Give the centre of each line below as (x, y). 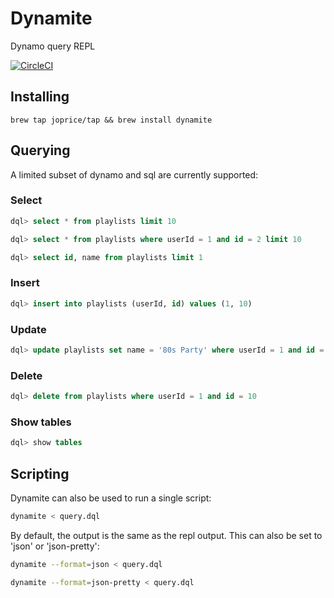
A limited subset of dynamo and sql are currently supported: (134, 174)
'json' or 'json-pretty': (55, 546)
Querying (40, 150)
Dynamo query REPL (53, 46)
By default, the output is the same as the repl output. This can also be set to (166, 535)
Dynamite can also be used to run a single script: (111, 498)
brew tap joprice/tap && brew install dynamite (111, 120)
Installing (40, 97)
